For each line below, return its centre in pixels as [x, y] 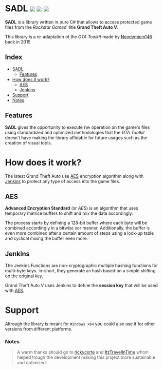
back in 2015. [18, 41]
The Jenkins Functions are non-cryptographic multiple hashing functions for [81, 266]
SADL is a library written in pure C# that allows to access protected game [79, 22]
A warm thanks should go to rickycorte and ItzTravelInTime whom [83, 352]
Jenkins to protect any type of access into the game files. [63, 181]
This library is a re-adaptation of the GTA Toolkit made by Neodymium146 [79, 37]
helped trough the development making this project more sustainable [86, 357]
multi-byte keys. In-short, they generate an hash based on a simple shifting [80, 271]
